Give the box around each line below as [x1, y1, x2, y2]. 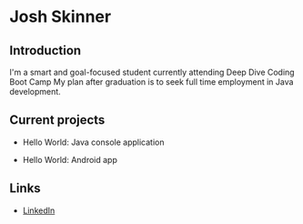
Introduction [9, 43, 82, 58]
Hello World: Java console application [22, 137, 165, 148]
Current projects [9, 112, 106, 128]
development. [9, 87, 61, 97]
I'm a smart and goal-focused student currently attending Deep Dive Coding [9, 66, 295, 77]
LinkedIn [22, 205, 56, 216]
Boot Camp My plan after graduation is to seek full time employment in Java [9, 76, 294, 87]
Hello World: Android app [22, 154, 118, 165]
